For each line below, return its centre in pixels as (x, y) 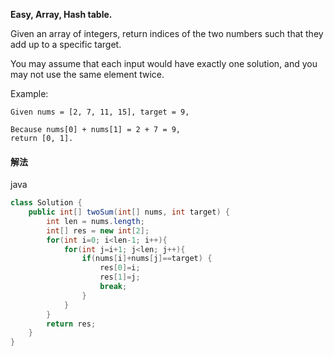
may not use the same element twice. (87, 74)
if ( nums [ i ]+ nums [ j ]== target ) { (147, 259)
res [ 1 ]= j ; (120, 277)
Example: (29, 93)
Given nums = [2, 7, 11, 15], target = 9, (100, 112)
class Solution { (46, 203)
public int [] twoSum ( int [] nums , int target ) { (129, 212)
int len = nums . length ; (95, 221)
